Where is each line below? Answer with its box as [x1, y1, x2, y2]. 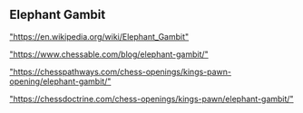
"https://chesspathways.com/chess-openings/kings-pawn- [9, 66, 232, 77]
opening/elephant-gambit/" [9, 76, 112, 87]
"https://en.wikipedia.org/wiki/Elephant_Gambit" [9, 31, 190, 42]
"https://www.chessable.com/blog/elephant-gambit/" [9, 49, 209, 60]
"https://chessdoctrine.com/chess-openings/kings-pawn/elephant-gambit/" [9, 93, 294, 104]
